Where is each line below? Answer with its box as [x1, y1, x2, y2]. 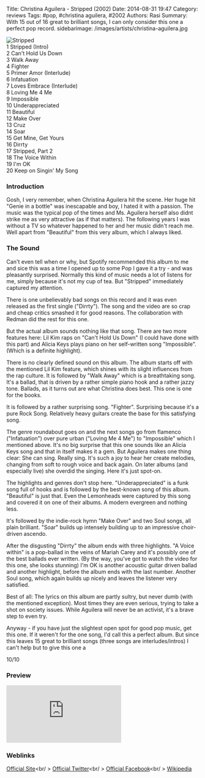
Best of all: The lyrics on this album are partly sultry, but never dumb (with [6, 593, 193, 600]
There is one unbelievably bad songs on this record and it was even [6, 296, 177, 303]
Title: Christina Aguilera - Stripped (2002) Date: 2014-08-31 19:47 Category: [6, 6, 198, 12]
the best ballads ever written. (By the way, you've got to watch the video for [6, 555, 198, 562]
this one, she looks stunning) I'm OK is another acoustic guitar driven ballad [6, 561, 198, 569]
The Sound [6, 244, 40, 253]
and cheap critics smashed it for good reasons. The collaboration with [6, 309, 184, 316]
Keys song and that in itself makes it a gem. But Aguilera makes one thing [6, 448, 192, 455]
